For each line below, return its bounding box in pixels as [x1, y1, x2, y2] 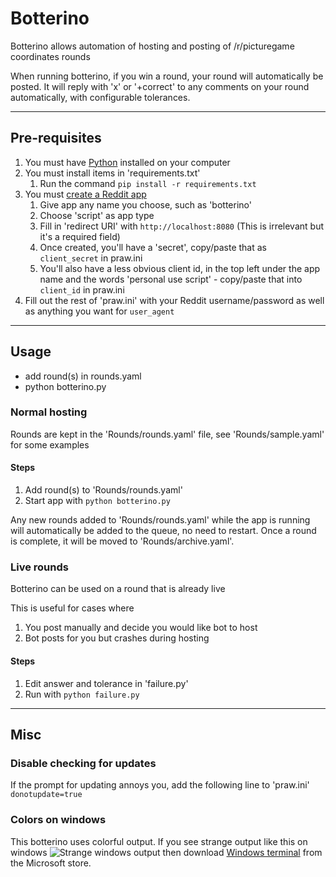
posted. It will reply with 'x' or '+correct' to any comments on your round [10, 80, 310, 92]
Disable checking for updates [10, 756, 157, 770]
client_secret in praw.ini [39, 252, 143, 264]
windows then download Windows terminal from [10, 846, 323, 858]
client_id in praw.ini [39, 283, 125, 296]
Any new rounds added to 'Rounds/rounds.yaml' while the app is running [10, 514, 311, 526]
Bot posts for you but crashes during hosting [24, 632, 210, 644]
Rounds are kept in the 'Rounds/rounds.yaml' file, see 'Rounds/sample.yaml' [10, 428, 325, 440]
